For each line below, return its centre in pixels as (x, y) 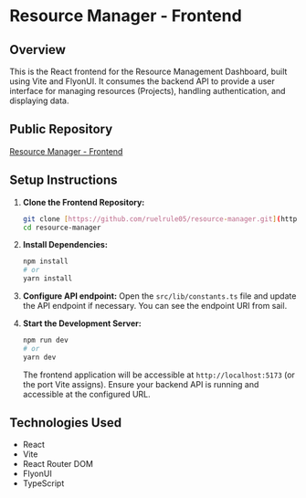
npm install (45, 261)
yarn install (47, 279)
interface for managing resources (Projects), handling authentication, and (148, 91)
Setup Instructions (63, 180)
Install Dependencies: (65, 245)
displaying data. (40, 101)
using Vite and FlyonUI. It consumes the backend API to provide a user (142, 81)
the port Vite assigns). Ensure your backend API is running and (141, 384)
